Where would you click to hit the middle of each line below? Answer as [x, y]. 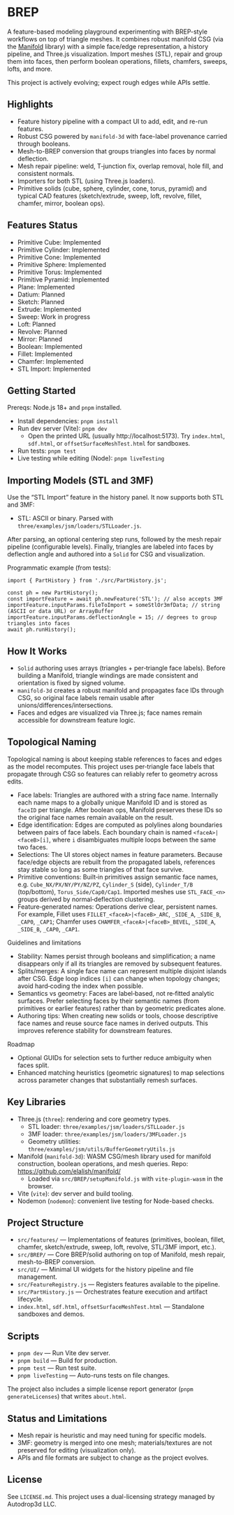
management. [37, 1277]
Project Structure [45, 1223]
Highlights [30, 105]
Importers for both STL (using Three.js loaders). [86, 181]
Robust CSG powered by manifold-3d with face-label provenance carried [122, 136]
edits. [15, 781]
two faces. [32, 847]
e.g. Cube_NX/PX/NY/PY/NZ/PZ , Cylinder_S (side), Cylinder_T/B [105, 884]
